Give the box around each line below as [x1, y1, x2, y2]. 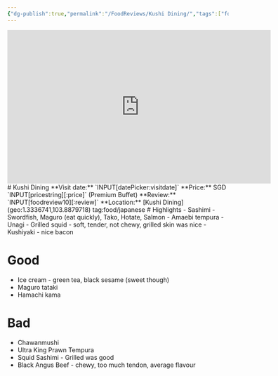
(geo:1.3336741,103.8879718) [7, 205, 91, 214]
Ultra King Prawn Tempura [17, 345, 95, 354]
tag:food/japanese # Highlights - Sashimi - [92, 205, 216, 214]
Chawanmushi [17, 338, 60, 347]
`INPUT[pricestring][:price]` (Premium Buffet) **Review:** [7, 190, 177, 199]
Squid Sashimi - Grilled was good [17, 353, 114, 361]
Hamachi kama [17, 290, 61, 299]
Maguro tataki [17, 283, 58, 291]
